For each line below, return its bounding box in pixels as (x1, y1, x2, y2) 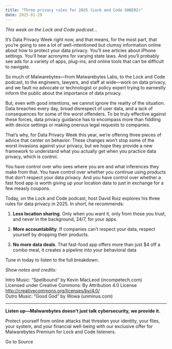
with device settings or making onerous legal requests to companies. (5, 122, 151, 128)
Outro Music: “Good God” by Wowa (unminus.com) (5, 293, 113, 299)
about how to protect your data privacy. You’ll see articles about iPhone (5, 47, 156, 53)
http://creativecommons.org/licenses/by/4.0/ (5, 287, 100, 294)
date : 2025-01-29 (5, 12, 42, 17)
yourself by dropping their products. (12, 231, 90, 238)
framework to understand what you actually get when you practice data (5, 148, 157, 154)
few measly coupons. (5, 185, 51, 191)
